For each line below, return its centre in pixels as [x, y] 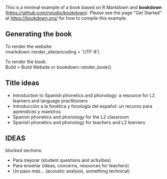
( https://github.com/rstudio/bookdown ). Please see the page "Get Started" [83, 13]
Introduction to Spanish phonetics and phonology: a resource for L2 [84, 95]
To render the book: [26, 62]
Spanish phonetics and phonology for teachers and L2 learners [79, 122]
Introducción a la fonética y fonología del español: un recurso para [82, 106]
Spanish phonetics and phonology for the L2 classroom [71, 117]
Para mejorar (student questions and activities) [62, 160]
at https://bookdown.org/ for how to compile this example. [66, 18]
